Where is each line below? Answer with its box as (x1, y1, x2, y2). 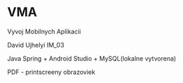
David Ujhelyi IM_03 (7, 40, 65, 49)
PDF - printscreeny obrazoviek (7, 68, 96, 76)
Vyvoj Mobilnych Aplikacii (7, 27, 82, 36)
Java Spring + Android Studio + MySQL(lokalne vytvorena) (7, 54, 177, 63)
